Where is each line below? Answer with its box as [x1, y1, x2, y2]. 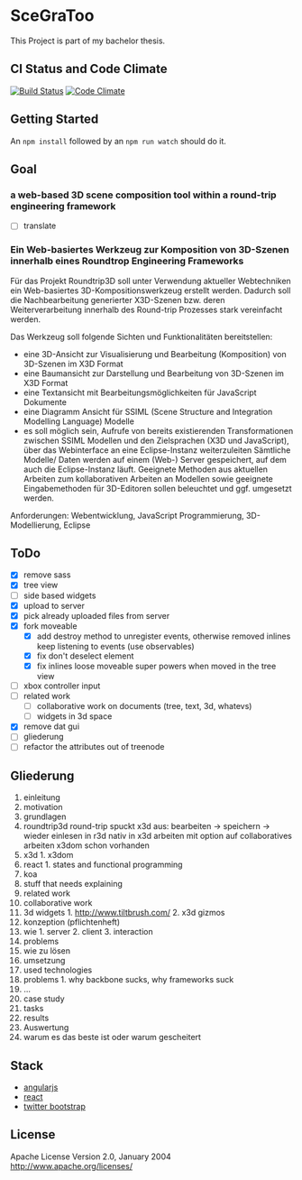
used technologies [23, 964, 93, 975]
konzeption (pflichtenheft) [23, 917, 121, 927]
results [23, 1012, 50, 1024]
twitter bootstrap [23, 1102, 87, 1112]
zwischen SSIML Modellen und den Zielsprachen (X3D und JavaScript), [23, 435, 289, 446]
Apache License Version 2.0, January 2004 [10, 1151, 172, 1162]
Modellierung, [10, 520, 62, 530]
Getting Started [10, 112, 99, 127]
